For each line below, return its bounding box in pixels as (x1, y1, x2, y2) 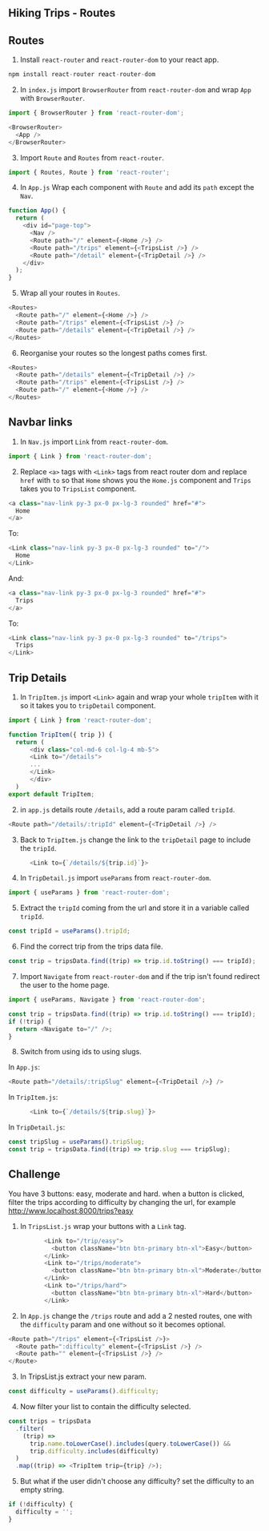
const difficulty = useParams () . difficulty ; (8, 1388, 159, 1396)
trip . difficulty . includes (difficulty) (29, 1447, 159, 1455)
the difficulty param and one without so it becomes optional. (19, 1319, 226, 1329)
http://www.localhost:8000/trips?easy (8, 1206, 134, 1215)
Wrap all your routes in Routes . (19, 288, 121, 298)
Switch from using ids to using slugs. (19, 1047, 142, 1057)
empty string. (19, 1485, 65, 1495)
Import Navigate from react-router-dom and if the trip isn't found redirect (19, 972, 260, 981)
